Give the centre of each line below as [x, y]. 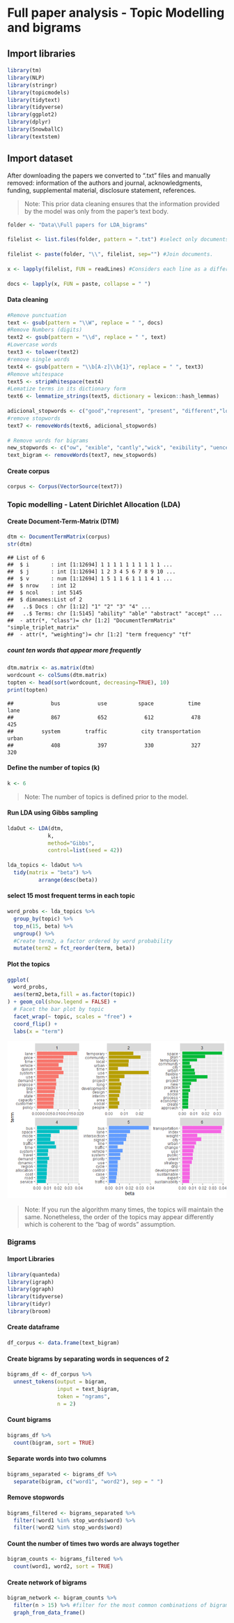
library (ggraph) [31, 1289]
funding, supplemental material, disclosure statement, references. [102, 190]
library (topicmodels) [39, 92]
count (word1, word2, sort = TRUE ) [63, 1566]
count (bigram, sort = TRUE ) [54, 1443]
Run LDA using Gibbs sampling [53, 813]
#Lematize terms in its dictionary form [67, 389]
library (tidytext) [34, 100]
